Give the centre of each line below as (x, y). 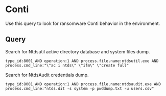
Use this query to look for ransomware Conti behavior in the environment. (83, 23)
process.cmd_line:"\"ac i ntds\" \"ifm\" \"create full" (67, 65)
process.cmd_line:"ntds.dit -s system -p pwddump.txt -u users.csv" (80, 88)
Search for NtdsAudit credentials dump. (47, 75)
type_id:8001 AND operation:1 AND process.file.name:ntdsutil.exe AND (82, 61)
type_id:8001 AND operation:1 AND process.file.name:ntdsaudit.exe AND (83, 84)
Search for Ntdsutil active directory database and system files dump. (78, 51)
